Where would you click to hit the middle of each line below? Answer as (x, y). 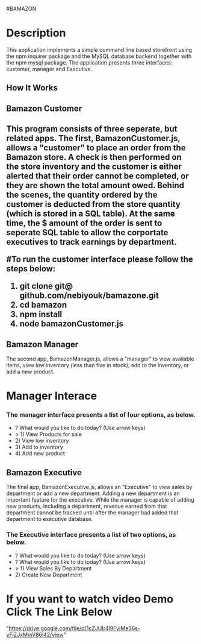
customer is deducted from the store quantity (93, 204)
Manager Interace (52, 396)
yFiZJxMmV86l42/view (35, 635)
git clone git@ (46, 286)
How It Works (32, 88)
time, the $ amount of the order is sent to (84, 223)
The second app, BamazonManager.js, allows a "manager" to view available (100, 359)
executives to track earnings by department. (92, 242)
